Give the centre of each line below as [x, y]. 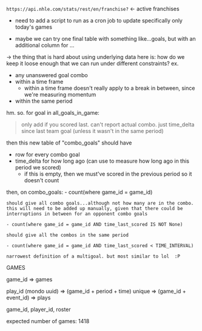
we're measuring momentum [60, 94]
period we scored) [38, 167]
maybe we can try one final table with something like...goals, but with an [105, 39]
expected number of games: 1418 [48, 321]
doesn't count [42, 180]
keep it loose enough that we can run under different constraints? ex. [93, 63]
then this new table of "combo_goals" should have [69, 143]
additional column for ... [45, 45]
